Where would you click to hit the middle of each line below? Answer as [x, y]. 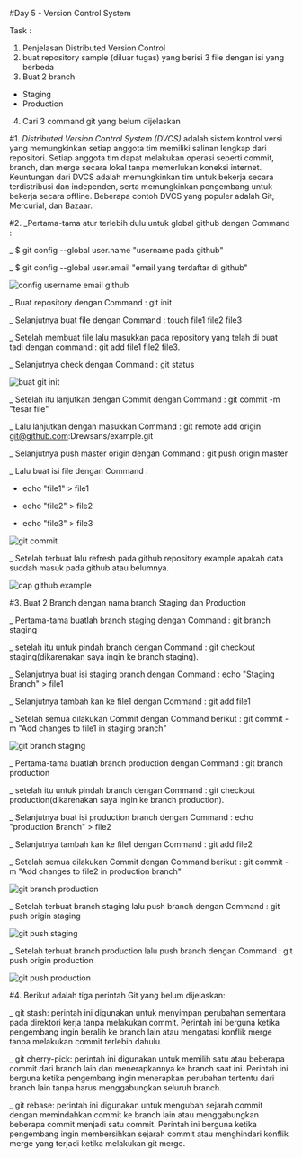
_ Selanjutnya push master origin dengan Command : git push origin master [149, 453]
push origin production [52, 960]
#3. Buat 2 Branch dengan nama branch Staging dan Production [128, 602]
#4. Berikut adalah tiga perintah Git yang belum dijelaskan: [118, 995]
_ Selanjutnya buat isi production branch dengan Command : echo [132, 817]
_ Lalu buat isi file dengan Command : [79, 471]
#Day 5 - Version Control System [71, 13]
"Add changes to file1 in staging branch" [93, 728]
